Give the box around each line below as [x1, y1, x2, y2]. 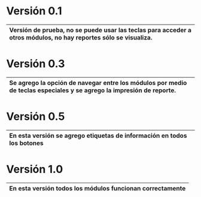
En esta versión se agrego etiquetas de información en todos [9, 131, 187, 140]
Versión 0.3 [6, 57, 65, 71]
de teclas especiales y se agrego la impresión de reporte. [9, 86, 176, 94]
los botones [9, 139, 44, 147]
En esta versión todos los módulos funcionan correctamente [9, 184, 186, 192]
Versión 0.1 [6, 4, 62, 18]
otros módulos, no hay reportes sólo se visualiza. [9, 33, 153, 41]
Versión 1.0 [6, 163, 63, 176]
